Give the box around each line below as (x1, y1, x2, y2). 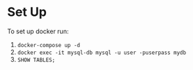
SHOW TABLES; (17, 56, 56, 63)
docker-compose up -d (17, 42, 80, 49)
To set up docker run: (7, 27, 69, 35)
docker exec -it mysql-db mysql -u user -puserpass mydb (17, 49, 187, 56)
